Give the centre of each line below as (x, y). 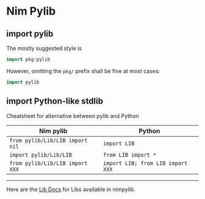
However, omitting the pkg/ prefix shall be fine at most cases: (83, 71)
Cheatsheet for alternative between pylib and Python (73, 116)
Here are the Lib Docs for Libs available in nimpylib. (71, 189)
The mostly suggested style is (44, 48)
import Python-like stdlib (55, 101)
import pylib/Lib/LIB (41, 155)
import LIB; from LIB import (145, 163)
